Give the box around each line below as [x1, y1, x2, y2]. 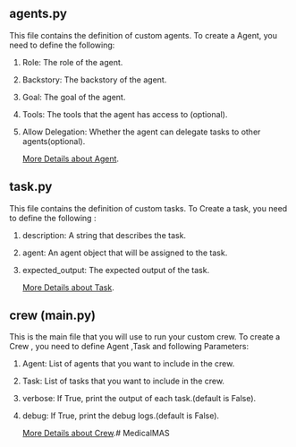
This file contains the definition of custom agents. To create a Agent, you [9, 30, 277, 40]
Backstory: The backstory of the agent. [21, 74, 167, 85]
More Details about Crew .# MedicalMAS [21, 428, 170, 439]
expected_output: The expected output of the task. [21, 264, 210, 275]
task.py [9, 179, 53, 194]
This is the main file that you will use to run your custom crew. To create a [9, 331, 281, 342]
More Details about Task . [21, 281, 114, 293]
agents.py [9, 6, 67, 21]
